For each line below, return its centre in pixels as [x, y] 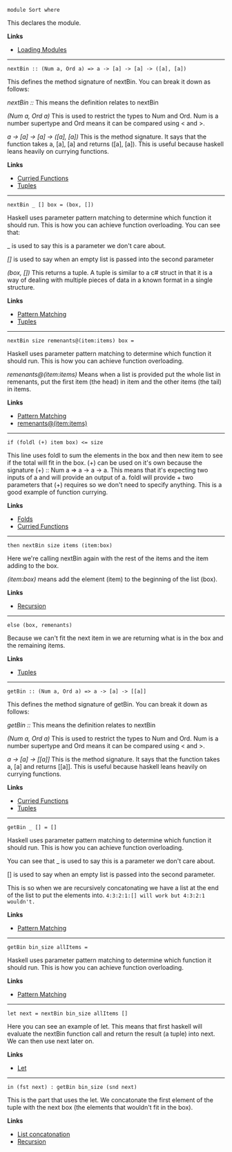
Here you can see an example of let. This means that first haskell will [105, 1026]
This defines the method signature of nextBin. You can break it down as [109, 82]
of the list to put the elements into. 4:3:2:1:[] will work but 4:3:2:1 [106, 895]
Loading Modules [42, 50]
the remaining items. [36, 645]
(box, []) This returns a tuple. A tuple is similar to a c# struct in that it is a [110, 273]
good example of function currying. [58, 492]
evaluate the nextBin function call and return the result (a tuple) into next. [111, 1034]
